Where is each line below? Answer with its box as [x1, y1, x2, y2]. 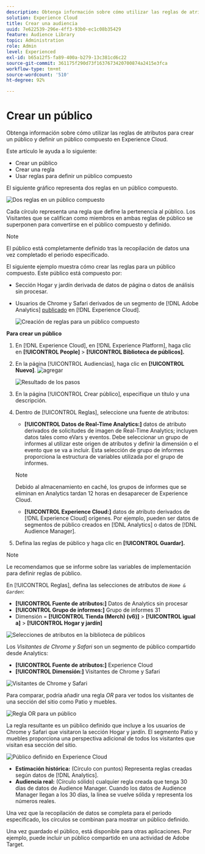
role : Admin [6, 43, 37, 50]
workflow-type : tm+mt [6, 65, 62, 72]
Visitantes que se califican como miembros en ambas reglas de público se [6, 215, 193, 222]
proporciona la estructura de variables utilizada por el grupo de [24, 453, 184, 461]
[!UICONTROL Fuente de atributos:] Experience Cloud [15, 661, 153, 669]
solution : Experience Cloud [6, 15, 78, 21]
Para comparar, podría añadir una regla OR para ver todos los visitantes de [6, 692, 194, 699]
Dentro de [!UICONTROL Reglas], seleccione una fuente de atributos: [15, 409, 189, 416]
